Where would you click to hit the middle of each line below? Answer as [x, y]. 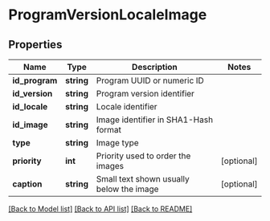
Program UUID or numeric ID [150, 80]
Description [155, 67]
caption [27, 184]
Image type [117, 143]
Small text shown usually [143, 179]
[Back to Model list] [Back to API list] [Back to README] [100, 209]
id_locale [30, 106]
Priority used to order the [143, 156]
